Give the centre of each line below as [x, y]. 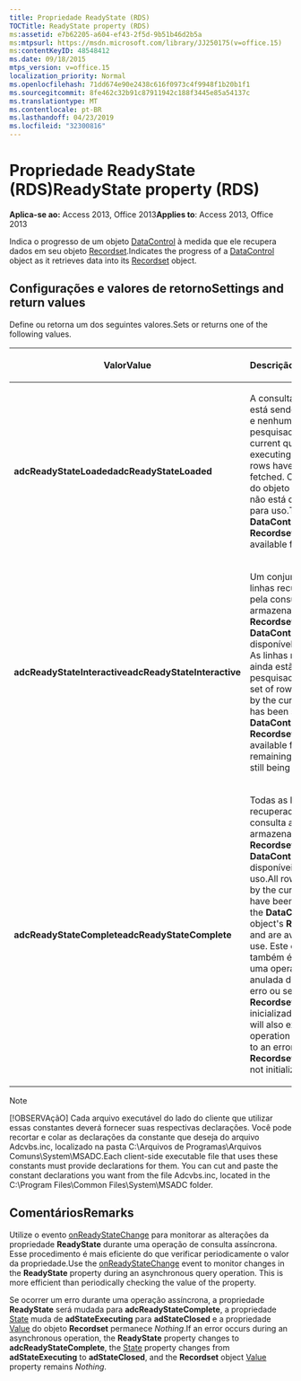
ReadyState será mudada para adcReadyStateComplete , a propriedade [143, 1309]
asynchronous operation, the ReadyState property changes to [125, 1338]
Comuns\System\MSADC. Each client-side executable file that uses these [144, 1156]
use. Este [269, 946]
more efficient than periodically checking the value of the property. [133, 1282]
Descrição [272, 365]
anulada [267, 980]
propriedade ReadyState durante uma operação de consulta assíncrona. [143, 1244]
